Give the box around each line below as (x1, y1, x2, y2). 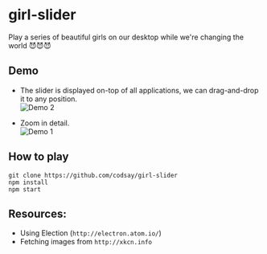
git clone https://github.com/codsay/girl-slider (8, 171, 179, 179)
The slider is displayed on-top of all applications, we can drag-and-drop (19, 85, 259, 95)
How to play (8, 150, 69, 164)
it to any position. (19, 94, 78, 104)
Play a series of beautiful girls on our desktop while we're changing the (8, 32, 244, 42)
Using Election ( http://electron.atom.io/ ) (19, 228, 162, 238)
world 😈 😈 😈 (8, 40, 51, 50)
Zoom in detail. (19, 118, 70, 128)
